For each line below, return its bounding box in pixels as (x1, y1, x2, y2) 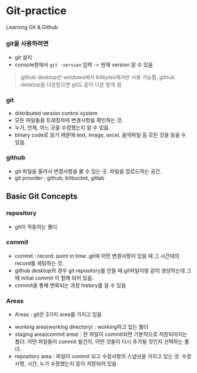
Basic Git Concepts (6, 191, 78, 201)
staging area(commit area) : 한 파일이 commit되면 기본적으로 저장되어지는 (14, 331, 188, 338)
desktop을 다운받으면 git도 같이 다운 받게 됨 (20, 81, 122, 88)
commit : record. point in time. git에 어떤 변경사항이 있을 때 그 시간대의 (14, 252, 180, 259)
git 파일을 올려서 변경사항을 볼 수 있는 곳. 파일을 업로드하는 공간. (14, 168, 162, 175)
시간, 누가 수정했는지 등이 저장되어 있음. (27, 360, 119, 367)
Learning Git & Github (6, 24, 58, 31)
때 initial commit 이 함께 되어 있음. (14, 274, 94, 281)
